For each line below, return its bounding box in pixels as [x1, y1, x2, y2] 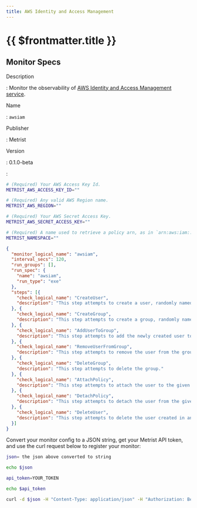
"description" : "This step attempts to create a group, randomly [16, 317, 180, 322]
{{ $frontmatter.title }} [6, 33, 117, 47]
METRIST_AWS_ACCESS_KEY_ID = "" [6, 187, 80, 193]
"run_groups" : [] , [11, 262, 57, 268]
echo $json [6, 465, 33, 470]
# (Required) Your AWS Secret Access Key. [6, 214, 111, 220]
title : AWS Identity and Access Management [6, 8, 114, 15]
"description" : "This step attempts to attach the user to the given [16, 382, 191, 388]
